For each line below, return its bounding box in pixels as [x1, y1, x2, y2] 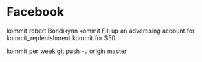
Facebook [6, 4, 65, 20]
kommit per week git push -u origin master [6, 47, 127, 55]
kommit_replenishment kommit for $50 [6, 33, 116, 42]
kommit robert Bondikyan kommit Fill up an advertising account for [6, 27, 195, 35]
